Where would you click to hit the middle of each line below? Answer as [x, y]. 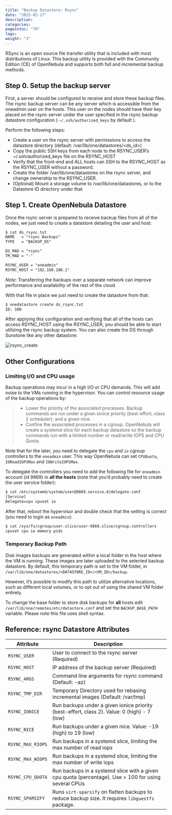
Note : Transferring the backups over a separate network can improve [78, 280]
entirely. [14, 592]
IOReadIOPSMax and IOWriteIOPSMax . [42, 462]
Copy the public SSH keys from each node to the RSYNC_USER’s [81, 151]
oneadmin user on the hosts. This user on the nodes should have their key [83, 109]
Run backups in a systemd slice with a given [105, 770]
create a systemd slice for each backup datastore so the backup [93, 430]
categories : [18, 24]
